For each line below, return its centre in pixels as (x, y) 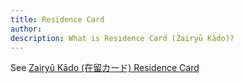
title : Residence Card (57, 19)
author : (26, 29)
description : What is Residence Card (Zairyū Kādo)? (122, 38)
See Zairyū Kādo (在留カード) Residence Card (105, 68)
